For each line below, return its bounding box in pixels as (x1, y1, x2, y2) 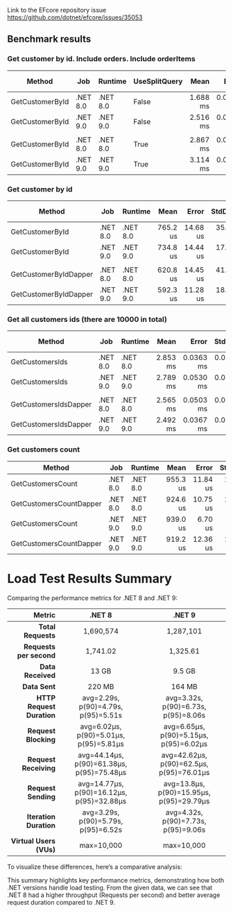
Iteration (26, 812, 56, 821)
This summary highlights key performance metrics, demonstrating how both (7, 876, 225, 884)
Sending (27, 792, 56, 801)
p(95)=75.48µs (75, 767, 127, 777)
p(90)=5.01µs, (76, 730, 126, 740)
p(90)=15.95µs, (157, 787, 212, 797)
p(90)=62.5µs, (159, 759, 209, 769)
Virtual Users (10, 836, 56, 846)
